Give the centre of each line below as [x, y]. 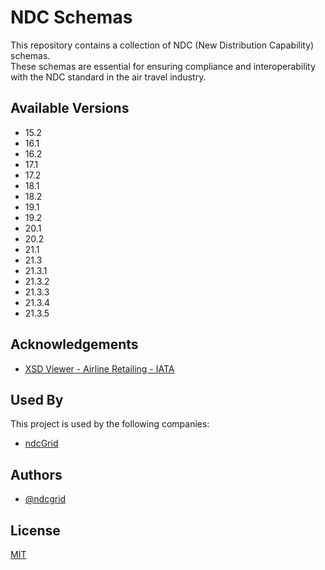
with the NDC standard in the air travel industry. [108, 77]
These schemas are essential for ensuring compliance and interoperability [163, 66]
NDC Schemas [71, 17]
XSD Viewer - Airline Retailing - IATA [99, 368]
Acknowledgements [74, 344]
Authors [36, 474]
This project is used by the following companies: [110, 424]
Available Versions [70, 108]
